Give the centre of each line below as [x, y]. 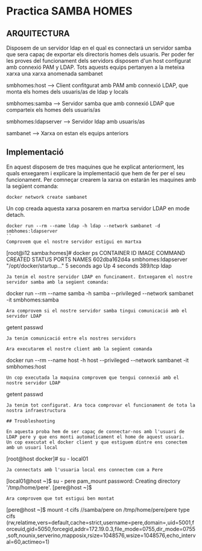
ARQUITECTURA [38, 34]
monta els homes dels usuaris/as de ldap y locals [67, 92]
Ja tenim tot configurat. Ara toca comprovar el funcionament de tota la [101, 405]
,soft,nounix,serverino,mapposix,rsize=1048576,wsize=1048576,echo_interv [101, 535]
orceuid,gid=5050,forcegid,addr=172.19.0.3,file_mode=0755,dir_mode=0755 [101, 529]
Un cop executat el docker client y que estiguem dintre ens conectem [97, 442]
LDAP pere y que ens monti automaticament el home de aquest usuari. [96, 437]
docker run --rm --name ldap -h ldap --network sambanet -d [84, 226]
